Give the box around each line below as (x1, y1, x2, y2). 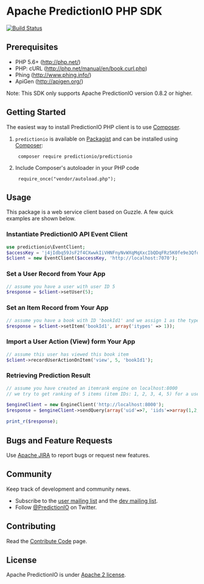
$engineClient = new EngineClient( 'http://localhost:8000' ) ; (6, 402, 165, 408)
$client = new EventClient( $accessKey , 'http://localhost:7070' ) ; (6, 255, 178, 261)
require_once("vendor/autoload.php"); (18, 175, 117, 182)
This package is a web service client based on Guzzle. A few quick (6, 208, 174, 216)
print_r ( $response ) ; (6, 418, 59, 424)
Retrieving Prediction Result (6, 371, 91, 380)
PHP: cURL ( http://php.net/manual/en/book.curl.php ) (15, 65, 148, 72)
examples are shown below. (6, 215, 76, 222)
